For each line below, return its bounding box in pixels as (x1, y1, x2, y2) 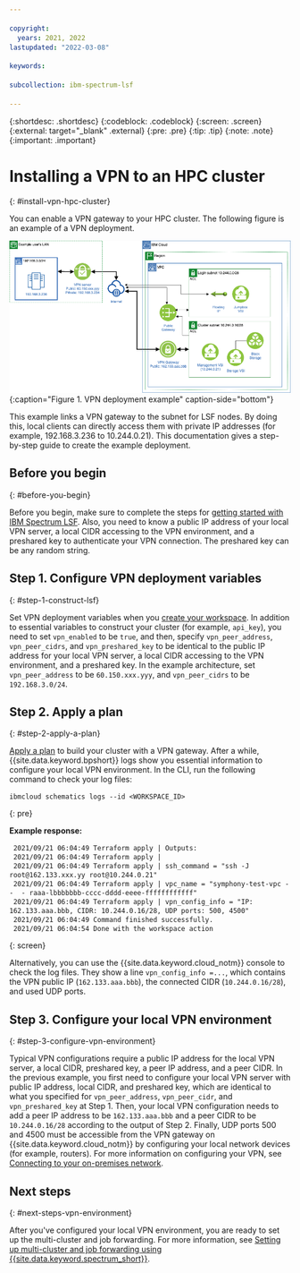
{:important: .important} (9, 134, 96, 145)
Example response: (9, 825, 83, 836)
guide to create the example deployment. (39, 440, 191, 450)
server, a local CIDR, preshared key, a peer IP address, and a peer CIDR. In (9, 1063, 283, 1073)
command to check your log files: (9, 774, 132, 785)
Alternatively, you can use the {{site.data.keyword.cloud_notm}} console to (9, 958, 286, 969)
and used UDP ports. (9, 986, 87, 997)
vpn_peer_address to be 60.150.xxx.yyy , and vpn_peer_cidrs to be (9, 669, 250, 679)
